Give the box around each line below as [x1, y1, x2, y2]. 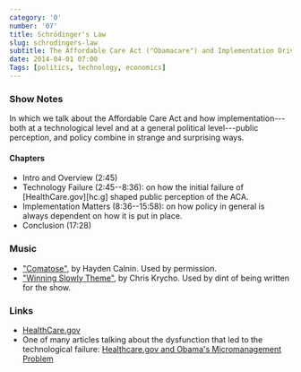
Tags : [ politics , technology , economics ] [9, 64, 167, 73]
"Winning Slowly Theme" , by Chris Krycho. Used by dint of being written [21, 273, 289, 283]
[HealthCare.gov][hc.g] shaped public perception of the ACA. [21, 192, 249, 203]
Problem [21, 353, 54, 364]
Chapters [9, 152, 45, 163]
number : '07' [9, 22, 58, 30]
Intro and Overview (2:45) [21, 172, 118, 184]
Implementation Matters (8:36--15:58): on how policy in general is [21, 201, 265, 212]
